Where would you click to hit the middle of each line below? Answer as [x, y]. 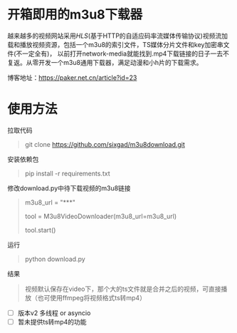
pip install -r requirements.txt [67, 173]
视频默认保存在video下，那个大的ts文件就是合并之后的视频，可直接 [123, 289]
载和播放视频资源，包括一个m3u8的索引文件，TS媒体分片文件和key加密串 [115, 44]
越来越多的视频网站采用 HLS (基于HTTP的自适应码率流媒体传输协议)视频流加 [117, 36]
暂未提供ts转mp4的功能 [52, 322]
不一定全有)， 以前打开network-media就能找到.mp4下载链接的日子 [114, 53]
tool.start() [40, 230]
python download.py [55, 259]
